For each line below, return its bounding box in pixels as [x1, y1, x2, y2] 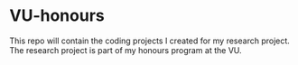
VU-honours [9, 5, 106, 26]
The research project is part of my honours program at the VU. [9, 44, 242, 55]
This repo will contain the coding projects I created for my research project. [9, 35, 291, 46]
